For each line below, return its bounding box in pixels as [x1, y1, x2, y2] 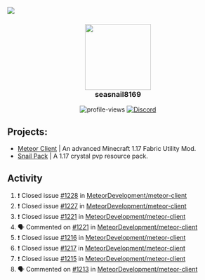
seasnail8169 [94, 89, 142, 99]
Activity [7, 172, 44, 184]
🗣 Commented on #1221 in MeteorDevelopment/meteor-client [17, 222, 198, 231]
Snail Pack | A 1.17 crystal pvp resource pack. [17, 152, 149, 161]
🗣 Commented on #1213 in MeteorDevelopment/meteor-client [17, 265, 198, 273]
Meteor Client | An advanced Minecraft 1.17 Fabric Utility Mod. [17, 145, 197, 153]
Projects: [7, 126, 48, 138]
